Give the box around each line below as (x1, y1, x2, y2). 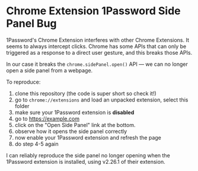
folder (14, 102, 30, 109)
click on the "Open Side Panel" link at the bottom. (14, 121, 136, 128)
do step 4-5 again (14, 140, 59, 147)
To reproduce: (6, 78, 41, 85)
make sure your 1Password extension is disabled (14, 109, 135, 116)
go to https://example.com (14, 115, 80, 122)
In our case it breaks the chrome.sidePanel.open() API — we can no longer (6, 61, 189, 68)
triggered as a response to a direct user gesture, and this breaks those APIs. (6, 49, 193, 56)
